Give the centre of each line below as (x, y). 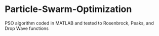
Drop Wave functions (27, 28)
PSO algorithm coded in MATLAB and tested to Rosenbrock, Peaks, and (79, 23)
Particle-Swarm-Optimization (68, 9)
